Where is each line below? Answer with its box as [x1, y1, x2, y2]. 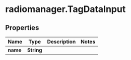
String [27, 46, 42, 53]
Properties [5, 23, 39, 32]
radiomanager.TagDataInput [5, 3, 126, 15]
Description [47, 38, 76, 45]
